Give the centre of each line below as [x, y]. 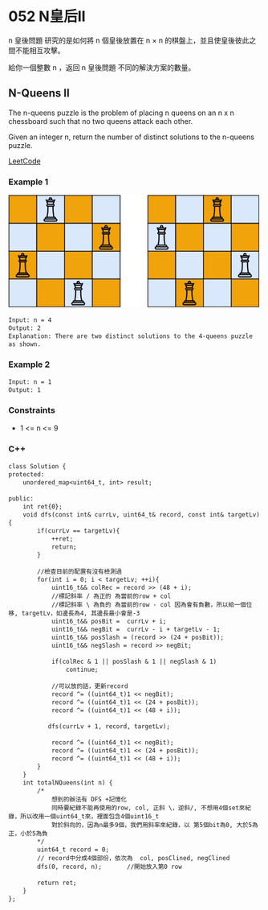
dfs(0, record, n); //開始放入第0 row [110, 867]
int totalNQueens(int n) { [68, 782]
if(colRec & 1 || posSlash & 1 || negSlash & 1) [134, 661]
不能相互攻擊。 [40, 50]
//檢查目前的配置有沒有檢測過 [80, 571]
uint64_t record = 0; [73, 850]
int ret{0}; [43, 506]
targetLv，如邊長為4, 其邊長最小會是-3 [81, 613]
